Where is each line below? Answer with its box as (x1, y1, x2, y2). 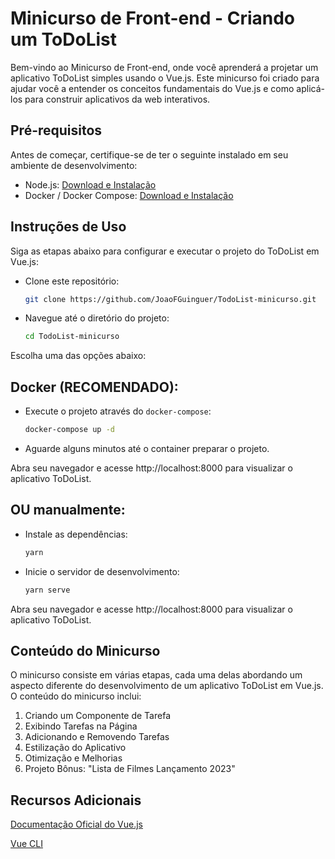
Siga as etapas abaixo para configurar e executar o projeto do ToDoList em (10, 245, 320, 257)
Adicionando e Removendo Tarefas (24, 731, 170, 743)
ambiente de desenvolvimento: (10, 159, 138, 171)
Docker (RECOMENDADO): (10, 378, 179, 396)
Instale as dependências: (24, 528, 128, 540)
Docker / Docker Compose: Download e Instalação (24, 189, 234, 201)
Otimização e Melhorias (24, 752, 123, 764)
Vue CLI (10, 838, 43, 850)
